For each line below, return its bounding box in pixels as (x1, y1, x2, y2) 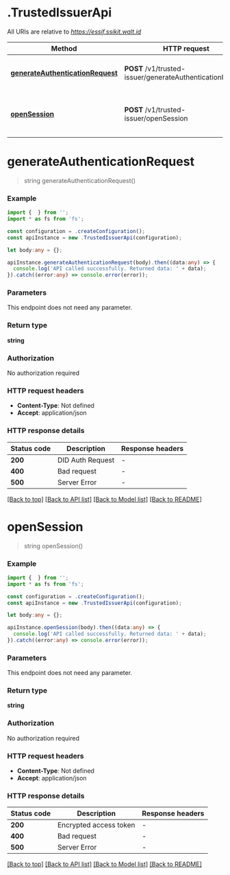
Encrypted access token (57, 820, 136, 830)
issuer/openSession (124, 113, 188, 123)
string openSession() (23, 541, 84, 550)
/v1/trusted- (144, 105, 186, 114)
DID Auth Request (57, 455, 115, 465)
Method (51, 43, 77, 53)
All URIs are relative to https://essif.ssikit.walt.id (7, 27, 142, 36)
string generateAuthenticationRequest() (23, 176, 136, 184)
